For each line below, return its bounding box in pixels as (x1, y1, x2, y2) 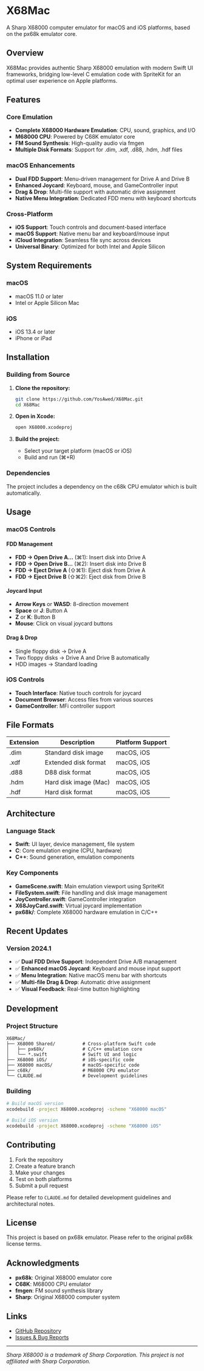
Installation (6, 352, 50, 363)
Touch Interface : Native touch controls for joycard (15, 689, 141, 697)
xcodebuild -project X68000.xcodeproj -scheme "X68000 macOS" (6, 1106, 167, 1112)
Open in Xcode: (15, 413, 56, 420)
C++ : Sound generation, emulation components (15, 853, 135, 861)
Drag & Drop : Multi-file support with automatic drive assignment (15, 188, 176, 195)
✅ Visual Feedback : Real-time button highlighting (15, 985, 140, 992)
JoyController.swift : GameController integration (15, 895, 136, 902)
